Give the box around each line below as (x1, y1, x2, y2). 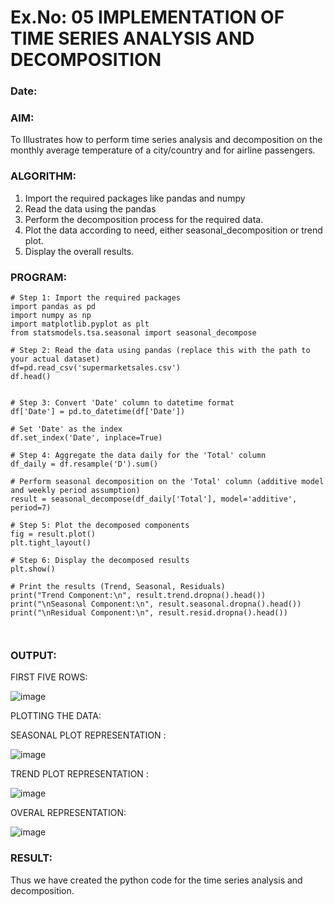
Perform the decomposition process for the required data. (24, 213, 264, 225)
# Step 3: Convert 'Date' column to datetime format (10, 398, 235, 408)
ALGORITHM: (10, 169, 77, 183)
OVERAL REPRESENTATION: (10, 807, 127, 819)
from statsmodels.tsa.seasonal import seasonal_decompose (10, 328, 257, 338)
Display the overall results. (24, 245, 135, 257)
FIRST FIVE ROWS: (10, 671, 88, 683)
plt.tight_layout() (10, 538, 92, 548)
